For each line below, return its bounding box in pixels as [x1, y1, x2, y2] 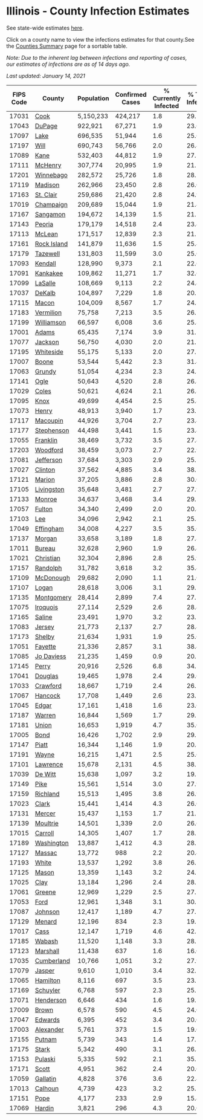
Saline [34, 612, 53, 621]
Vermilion [34, 308, 62, 317]
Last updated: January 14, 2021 [6, 72, 86, 79]
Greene [34, 887, 56, 896]
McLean [34, 230, 59, 238]
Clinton [34, 465, 56, 474]
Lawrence [34, 760, 63, 768]
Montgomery [34, 593, 72, 601]
